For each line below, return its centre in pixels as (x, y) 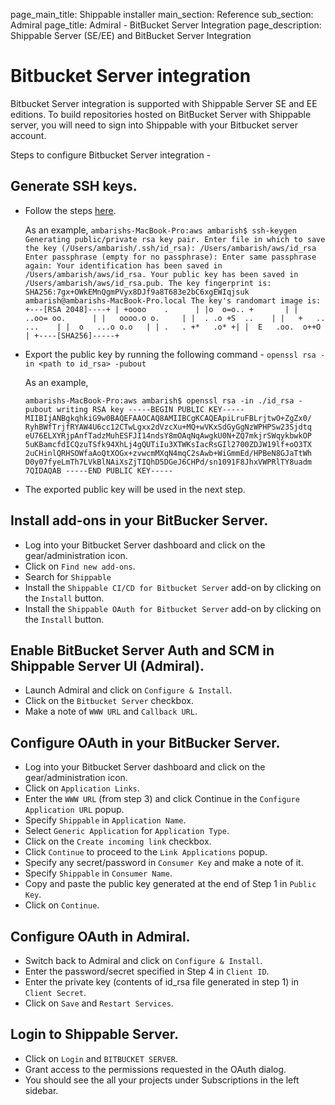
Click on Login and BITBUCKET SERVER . (101, 1058)
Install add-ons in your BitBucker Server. (139, 520)
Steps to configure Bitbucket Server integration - (111, 155)
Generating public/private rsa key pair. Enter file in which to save (175, 239)
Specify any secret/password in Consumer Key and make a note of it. (164, 863)
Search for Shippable (68, 576)
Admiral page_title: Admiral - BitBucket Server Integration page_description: (166, 25)
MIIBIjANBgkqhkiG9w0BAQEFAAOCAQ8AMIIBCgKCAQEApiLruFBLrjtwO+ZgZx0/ (168, 418)
